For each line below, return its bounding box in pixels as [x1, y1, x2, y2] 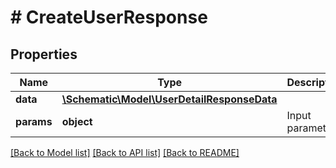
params [15, 115, 53, 128]
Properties [10, 46, 78, 63]
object [61, 115, 93, 128]
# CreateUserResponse [10, 6, 208, 29]
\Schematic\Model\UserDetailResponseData [61, 92, 278, 106]
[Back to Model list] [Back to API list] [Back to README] [10, 147, 240, 158]
